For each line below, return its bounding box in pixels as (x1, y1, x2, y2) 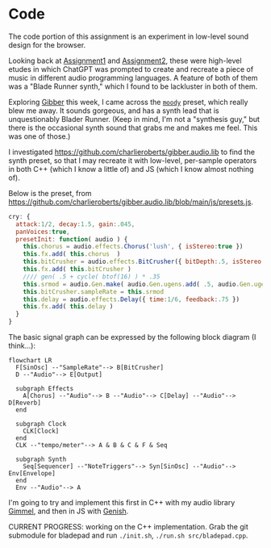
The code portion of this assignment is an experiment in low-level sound (8, 31, 249, 41)
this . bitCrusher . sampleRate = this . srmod (23, 287, 164, 295)
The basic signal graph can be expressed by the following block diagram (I (8, 333, 256, 342)
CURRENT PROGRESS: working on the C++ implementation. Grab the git (8, 522, 248, 532)
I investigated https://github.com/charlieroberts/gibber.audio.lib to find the (8, 147, 256, 157)
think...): (8, 341, 36, 351)
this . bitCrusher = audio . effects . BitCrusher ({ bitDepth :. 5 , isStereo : (23, 257, 265, 266)
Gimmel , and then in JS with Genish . (8, 506, 129, 517)
